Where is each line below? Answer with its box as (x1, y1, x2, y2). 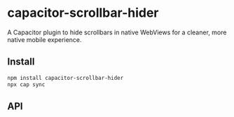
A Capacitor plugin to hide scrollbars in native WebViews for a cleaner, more (7, 28, 227, 36)
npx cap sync (7, 81, 46, 88)
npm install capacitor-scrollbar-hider (7, 74, 124, 81)
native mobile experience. (7, 35, 82, 43)
